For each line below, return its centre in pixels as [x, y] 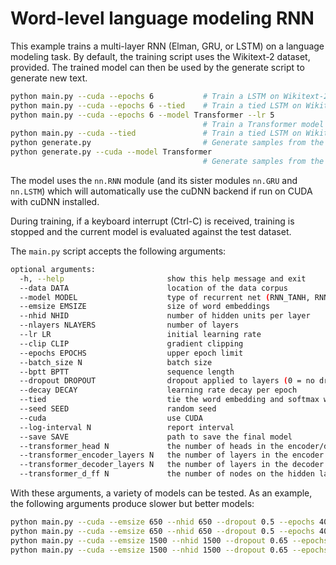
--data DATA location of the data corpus [153, 288]
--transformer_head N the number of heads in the [151, 446]
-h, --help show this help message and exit [163, 278]
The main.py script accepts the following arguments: [118, 251]
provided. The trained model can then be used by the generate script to [157, 67]
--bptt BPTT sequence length [127, 372]
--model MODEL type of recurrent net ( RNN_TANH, [165, 297]
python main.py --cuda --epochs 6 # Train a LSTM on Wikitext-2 [169, 96]
